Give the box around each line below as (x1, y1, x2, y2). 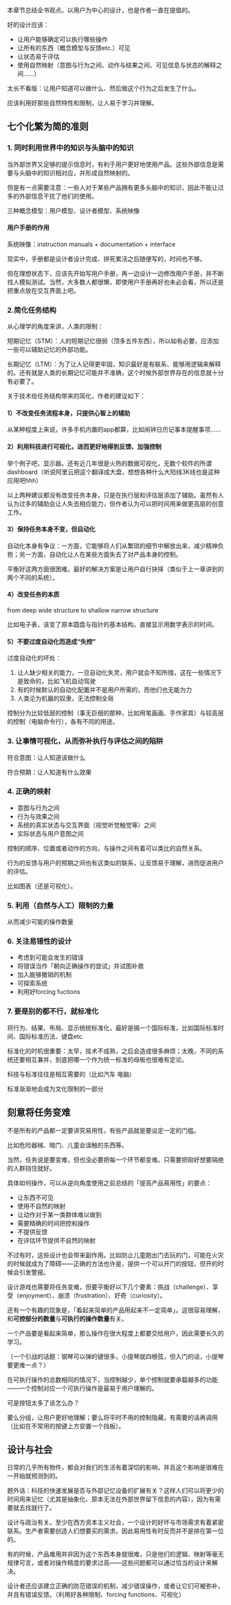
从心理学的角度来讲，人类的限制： (7, 322, 104, 331)
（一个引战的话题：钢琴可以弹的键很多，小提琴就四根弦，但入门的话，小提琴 (7, 1352, 224, 1360)
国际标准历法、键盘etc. (19, 1032, 85, 1040)
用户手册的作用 (7, 223, 49, 232)
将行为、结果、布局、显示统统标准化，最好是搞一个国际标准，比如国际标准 (7, 1023, 218, 1032)
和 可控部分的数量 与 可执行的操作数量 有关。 (7, 1314, 128, 1322)
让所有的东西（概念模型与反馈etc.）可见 (16, 44, 131, 52)
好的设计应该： (7, 21, 49, 29)
